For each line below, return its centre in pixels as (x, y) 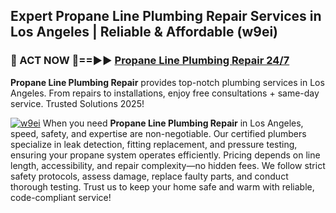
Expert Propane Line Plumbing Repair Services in (166, 16)
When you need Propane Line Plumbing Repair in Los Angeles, (173, 123)
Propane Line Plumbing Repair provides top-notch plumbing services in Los (167, 82)
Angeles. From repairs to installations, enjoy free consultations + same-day (165, 93)
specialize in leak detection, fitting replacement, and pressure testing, (154, 144)
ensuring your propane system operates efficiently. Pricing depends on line (165, 155)
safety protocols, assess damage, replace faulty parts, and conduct (149, 176)
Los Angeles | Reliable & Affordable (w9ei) (144, 32)
